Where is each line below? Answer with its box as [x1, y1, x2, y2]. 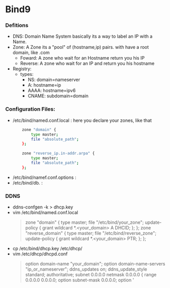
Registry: [12, 66, 32, 72]
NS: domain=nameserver [27, 76, 80, 83]
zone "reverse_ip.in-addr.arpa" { [22, 151, 95, 156]
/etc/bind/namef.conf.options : [12, 174, 77, 180]
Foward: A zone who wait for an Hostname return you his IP [20, 55, 145, 61]
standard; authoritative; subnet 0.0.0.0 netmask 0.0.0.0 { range [25, 271, 157, 277]
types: [20, 71, 34, 77]
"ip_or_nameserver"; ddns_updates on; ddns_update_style [25, 266, 147, 272]
